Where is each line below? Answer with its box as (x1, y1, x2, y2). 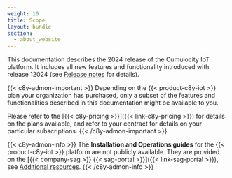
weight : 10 (7, 10, 39, 17)
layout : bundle (7, 23, 52, 30)
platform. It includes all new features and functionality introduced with (7, 63, 210, 71)
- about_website (13, 36, 61, 43)
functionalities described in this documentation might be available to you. (7, 98, 219, 107)
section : (7, 29, 33, 37)
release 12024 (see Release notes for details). (7, 71, 139, 79)
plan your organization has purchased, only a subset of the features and (7, 91, 216, 100)
